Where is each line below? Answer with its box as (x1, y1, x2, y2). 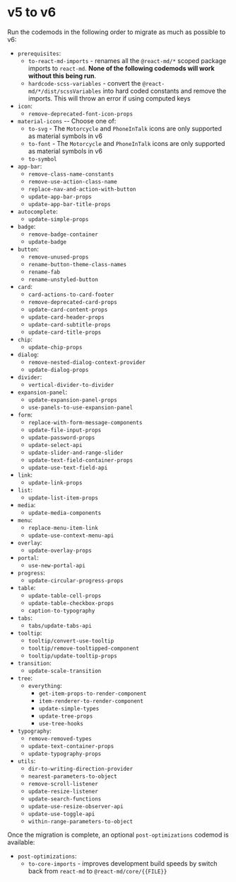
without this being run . (28, 72, 97, 80)
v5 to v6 (7, 4, 57, 21)
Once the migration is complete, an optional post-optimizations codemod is (7, 830, 229, 839)
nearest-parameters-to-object (28, 773, 118, 780)
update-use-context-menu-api (28, 532, 114, 539)
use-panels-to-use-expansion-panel (28, 404, 133, 411)
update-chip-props (28, 344, 83, 351)
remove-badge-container (28, 231, 99, 238)
